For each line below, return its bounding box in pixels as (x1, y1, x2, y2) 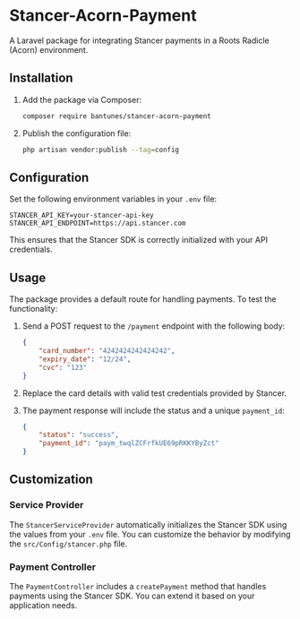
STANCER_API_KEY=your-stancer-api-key (9, 211, 154, 220)
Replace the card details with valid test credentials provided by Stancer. (21, 387, 287, 399)
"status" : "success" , (39, 431, 119, 440)
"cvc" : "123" (39, 363, 88, 372)
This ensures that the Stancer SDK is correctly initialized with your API (9, 235, 269, 245)
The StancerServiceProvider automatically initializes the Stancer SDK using (9, 519, 287, 529)
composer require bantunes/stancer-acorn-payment (21, 111, 212, 121)
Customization (9, 472, 94, 487)
